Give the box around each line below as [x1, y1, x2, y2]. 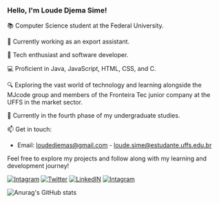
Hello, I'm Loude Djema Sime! [7, 6, 107, 15]
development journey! [7, 162, 70, 170]
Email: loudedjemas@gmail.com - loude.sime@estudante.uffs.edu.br [17, 141, 212, 149]
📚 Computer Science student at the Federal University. [7, 21, 164, 30]
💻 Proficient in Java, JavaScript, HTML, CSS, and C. [7, 65, 156, 73]
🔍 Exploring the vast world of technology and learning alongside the [7, 81, 202, 89]
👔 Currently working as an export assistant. [7, 37, 129, 46]
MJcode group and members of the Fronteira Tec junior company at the [7, 91, 211, 99]
